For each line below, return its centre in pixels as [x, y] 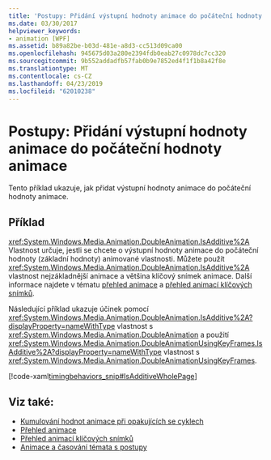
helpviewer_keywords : [45, 31]
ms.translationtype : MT [49, 69]
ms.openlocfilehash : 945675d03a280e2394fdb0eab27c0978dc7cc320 [117, 53]
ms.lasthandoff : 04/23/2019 [56, 83]
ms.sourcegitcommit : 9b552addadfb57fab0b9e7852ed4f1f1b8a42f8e [117, 62]
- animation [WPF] [39, 38]
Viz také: [31, 402]
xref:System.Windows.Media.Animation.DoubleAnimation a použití [119, 335]
